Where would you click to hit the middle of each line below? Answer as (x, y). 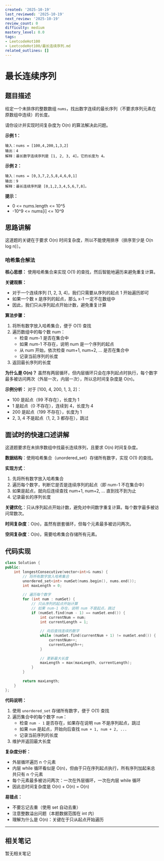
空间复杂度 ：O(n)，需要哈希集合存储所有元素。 (52, 534)
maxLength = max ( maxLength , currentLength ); (86, 663)
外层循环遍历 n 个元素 (34, 762)
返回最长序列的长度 (31, 362)
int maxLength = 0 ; (42, 586)
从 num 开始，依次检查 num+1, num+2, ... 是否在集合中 (74, 350)
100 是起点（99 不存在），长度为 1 (46, 400)
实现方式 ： (16, 468)
